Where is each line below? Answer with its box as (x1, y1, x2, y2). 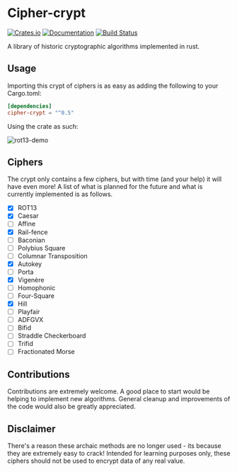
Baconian (17, 236, 45, 244)
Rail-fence (17, 228, 48, 236)
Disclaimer (7, 422, 56, 434)
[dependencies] (7, 103, 52, 110)
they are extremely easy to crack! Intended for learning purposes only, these (7, 449, 231, 458)
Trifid (17, 340, 33, 348)
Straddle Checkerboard (17, 331, 86, 340)
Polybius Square (17, 243, 66, 252)
